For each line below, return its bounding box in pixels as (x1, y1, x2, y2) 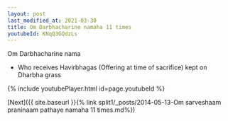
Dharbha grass (17, 71, 62, 79)
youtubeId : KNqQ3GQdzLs (7, 30, 78, 38)
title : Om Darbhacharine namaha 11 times (7, 23, 132, 30)
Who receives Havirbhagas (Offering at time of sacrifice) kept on (17, 63, 207, 71)
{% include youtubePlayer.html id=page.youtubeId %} (7, 84, 165, 93)
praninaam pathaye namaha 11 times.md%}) (7, 105, 136, 114)
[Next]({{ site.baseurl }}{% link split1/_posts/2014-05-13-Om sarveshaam (7, 98, 222, 107)
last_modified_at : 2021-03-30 (7, 17, 97, 24)
